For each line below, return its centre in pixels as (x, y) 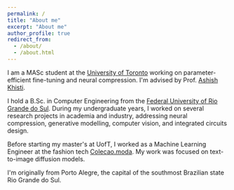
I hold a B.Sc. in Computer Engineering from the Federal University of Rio (112, 101)
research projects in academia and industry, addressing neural (97, 115)
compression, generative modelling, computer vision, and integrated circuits (117, 123)
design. (18, 131)
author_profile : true (39, 33)
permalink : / (26, 14)
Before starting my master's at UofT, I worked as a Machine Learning (107, 144)
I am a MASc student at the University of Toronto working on (95, 72)
